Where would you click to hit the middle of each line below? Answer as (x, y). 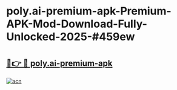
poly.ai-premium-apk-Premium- (89, 11)
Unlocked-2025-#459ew (71, 37)
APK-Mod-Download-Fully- (77, 24)
